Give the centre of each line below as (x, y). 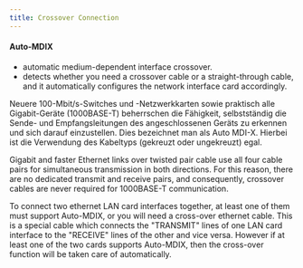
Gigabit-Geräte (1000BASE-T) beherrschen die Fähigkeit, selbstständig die (148, 113)
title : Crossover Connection (64, 18)
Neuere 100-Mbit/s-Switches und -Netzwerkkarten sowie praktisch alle (142, 103)
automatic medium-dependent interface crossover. (117, 67)
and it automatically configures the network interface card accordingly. (155, 86)
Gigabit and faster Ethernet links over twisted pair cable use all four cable (146, 159)
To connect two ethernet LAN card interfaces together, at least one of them (150, 206)
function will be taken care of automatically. (90, 254)
